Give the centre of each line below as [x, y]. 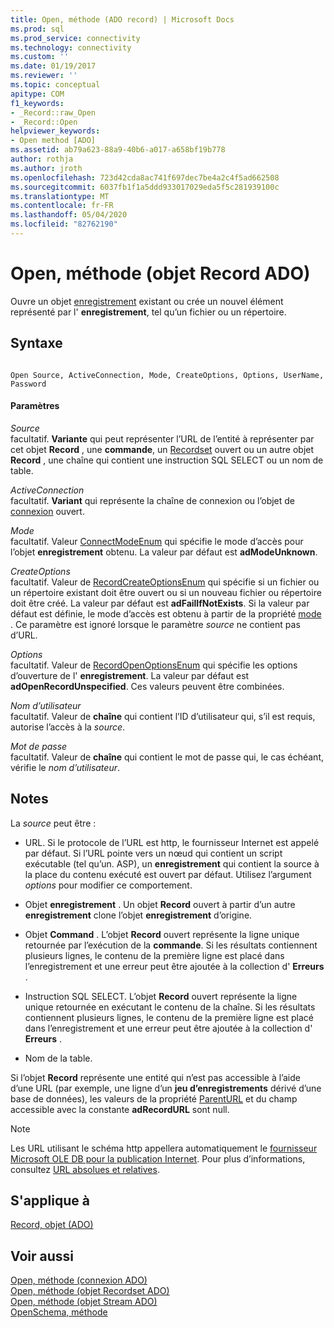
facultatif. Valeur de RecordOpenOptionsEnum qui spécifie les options [154, 665]
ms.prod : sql [37, 29]
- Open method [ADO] [53, 141]
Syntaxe [36, 343]
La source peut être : [53, 823]
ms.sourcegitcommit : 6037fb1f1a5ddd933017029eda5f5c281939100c [145, 187]
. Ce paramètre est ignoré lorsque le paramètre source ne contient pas [155, 624]
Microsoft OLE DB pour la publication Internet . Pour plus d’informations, [158, 1158]
